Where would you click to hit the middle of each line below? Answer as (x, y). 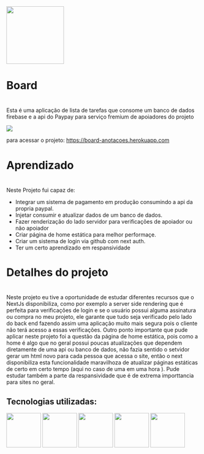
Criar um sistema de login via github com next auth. (80, 241)
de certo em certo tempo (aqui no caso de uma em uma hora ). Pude (93, 369)
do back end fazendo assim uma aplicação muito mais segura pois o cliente (102, 323)
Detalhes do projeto (57, 272)
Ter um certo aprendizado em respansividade (73, 248)
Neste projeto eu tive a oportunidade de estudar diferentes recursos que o (100, 297)
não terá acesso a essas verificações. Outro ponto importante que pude (97, 330)
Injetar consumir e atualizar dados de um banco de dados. (89, 215)
